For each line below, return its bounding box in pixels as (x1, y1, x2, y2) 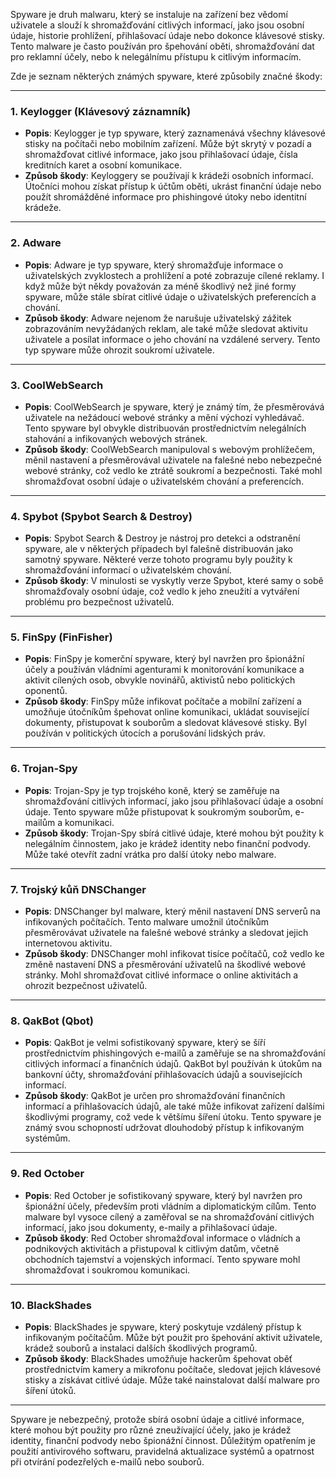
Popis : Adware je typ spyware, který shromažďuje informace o (24, 259, 284, 271)
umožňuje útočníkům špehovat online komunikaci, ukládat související (24, 706, 310, 718)
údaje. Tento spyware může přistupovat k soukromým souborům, (24, 805, 293, 818)
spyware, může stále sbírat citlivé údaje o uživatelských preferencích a (24, 290, 317, 303)
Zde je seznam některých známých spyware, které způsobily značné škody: (10, 70, 323, 82)
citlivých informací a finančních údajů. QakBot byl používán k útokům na (24, 1058, 323, 1070)
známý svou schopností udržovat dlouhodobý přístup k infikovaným (24, 1122, 305, 1134)
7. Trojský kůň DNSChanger (10, 882, 147, 896)
